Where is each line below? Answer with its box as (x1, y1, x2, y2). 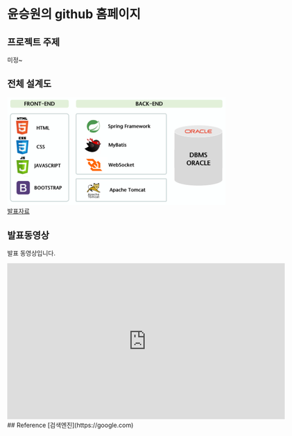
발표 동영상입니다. (7, 249, 56, 257)
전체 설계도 (7, 78, 52, 90)
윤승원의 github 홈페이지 (7, 6, 141, 22)
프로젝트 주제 (7, 36, 60, 48)
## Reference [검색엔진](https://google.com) (7, 421, 134, 430)
